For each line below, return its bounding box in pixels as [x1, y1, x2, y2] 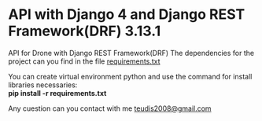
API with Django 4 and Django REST [8, 5, 245, 24]
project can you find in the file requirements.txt [8, 57, 161, 66]
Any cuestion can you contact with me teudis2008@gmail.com [8, 104, 212, 113]
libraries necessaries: [8, 80, 78, 90]
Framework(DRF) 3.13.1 [8, 22, 161, 40]
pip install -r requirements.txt [8, 88, 107, 97]
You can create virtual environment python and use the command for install [8, 71, 253, 81]
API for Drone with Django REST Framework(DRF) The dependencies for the [8, 48, 254, 57]
